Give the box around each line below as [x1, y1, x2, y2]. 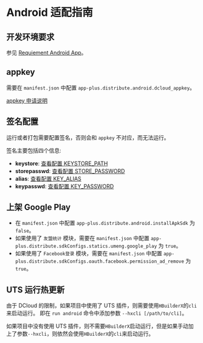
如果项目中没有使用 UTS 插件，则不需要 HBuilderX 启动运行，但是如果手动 [6, 322, 188, 330]
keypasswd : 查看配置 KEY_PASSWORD [15, 182, 114, 189]
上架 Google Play [6, 202, 71, 213]
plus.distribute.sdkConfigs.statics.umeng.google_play [15, 243, 157, 250]
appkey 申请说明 [6, 97, 48, 104]
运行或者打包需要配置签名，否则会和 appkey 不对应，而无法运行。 [6, 133, 170, 141]
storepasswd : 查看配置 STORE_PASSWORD [15, 167, 125, 174]
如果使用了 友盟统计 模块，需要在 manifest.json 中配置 [15, 235, 150, 242]
